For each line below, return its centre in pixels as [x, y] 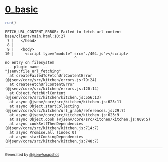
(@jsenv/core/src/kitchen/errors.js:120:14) [52, 89]
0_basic [22, 9]
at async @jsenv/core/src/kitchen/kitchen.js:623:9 [65, 115]
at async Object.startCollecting [44, 106]
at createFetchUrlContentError [42, 84]
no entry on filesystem [30, 62]
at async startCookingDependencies [47, 137]
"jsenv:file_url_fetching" [33, 71]
